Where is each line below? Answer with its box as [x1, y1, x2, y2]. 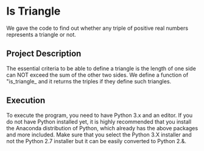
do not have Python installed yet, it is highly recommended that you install [6, 118, 192, 125]
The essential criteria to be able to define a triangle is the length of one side [6, 65, 196, 72]
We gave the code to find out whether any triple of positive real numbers [6, 24, 189, 32]
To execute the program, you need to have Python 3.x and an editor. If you [6, 111, 193, 119]
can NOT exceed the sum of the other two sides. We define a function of [6, 71, 189, 79]
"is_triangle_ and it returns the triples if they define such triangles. [6, 77, 172, 85]
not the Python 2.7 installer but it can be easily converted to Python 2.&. [6, 137, 187, 144]
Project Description [6, 49, 82, 59]
